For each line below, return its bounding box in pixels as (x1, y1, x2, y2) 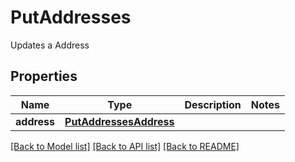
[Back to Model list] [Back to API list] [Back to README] (10, 140, 240, 152)
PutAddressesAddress (64, 114, 175, 128)
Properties (10, 68, 78, 85)
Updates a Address (10, 39, 90, 51)
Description (184, 97, 242, 111)
